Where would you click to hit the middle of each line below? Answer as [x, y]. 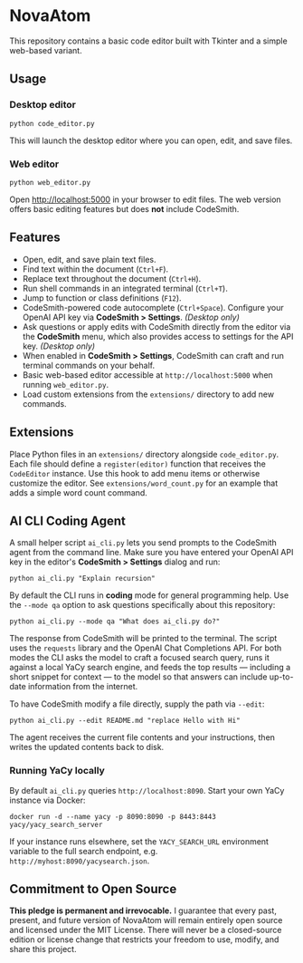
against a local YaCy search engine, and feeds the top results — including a [150, 668]
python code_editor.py [52, 123]
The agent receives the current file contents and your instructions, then [142, 737]
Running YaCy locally [57, 771]
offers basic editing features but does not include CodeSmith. [124, 208]
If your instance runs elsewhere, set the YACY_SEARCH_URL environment [139, 841]
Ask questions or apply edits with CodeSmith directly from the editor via [156, 326]
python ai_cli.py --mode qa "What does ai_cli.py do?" [115, 621]
